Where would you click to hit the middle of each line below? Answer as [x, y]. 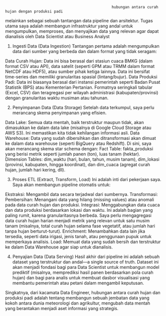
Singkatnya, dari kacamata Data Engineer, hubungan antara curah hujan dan [83, 292]
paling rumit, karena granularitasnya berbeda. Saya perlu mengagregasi [79, 215]
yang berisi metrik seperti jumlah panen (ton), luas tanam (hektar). [73, 154]
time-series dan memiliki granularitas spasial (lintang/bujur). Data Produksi [81, 77]
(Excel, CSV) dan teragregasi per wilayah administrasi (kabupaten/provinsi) [82, 93]
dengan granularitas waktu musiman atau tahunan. [57, 98]
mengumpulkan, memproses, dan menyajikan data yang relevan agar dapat [82, 31]
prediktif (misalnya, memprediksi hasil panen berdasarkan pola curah [83, 272]
